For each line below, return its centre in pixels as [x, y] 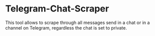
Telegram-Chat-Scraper [57, 9]
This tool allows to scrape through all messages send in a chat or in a [77, 22]
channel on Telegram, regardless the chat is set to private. [66, 27]
